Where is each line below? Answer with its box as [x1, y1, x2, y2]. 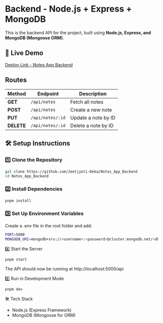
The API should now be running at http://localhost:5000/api [5, 266, 124, 272]
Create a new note [70, 106, 113, 113]
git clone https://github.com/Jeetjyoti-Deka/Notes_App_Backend [5, 169, 138, 174]
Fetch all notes [70, 98, 104, 105]
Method [7, 90, 26, 97]
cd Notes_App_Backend [5, 174, 49, 179]
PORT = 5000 [5, 232, 25, 237]
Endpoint [37, 90, 59, 97]
